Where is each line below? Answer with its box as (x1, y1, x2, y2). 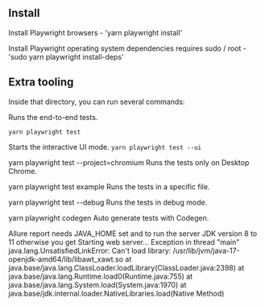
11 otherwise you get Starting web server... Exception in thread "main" (8, 237, 240, 246)
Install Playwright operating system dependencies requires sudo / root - (8, 43, 247, 53)
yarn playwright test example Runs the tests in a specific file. (8, 181, 210, 192)
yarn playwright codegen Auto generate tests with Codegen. (8, 213, 209, 222)
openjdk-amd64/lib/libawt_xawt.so (8, 254, 123, 264)
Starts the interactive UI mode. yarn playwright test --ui (8, 142, 202, 151)
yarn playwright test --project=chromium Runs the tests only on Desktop (8, 157, 250, 167)
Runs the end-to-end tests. (8, 112, 98, 122)
